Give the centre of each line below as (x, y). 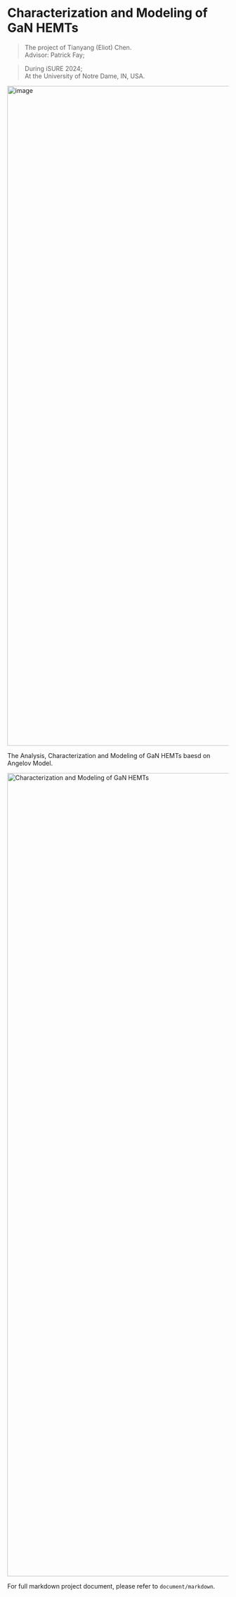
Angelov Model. (30, 763)
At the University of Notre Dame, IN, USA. (85, 76)
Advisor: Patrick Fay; (54, 55)
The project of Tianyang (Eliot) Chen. (78, 47)
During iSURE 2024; (53, 68)
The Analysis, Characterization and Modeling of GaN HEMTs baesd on (109, 755)
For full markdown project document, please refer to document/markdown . (111, 1586)
